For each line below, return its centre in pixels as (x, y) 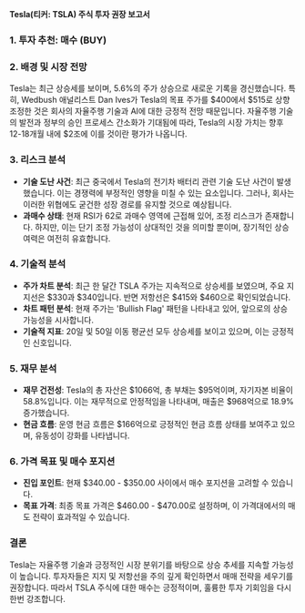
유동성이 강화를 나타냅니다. (82, 435)
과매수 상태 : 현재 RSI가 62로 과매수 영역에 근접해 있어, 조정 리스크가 (142, 215)
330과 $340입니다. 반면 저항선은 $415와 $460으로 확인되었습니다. (172, 297)
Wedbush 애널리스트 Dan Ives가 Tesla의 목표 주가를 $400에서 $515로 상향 (156, 100)
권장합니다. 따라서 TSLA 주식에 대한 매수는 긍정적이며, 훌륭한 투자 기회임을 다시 (151, 587)
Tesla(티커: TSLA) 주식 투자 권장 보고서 (80, 14)
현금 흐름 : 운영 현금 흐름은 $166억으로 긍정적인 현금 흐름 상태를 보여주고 (151, 424)
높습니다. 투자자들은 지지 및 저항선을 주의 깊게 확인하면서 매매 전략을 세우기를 (156, 576)
